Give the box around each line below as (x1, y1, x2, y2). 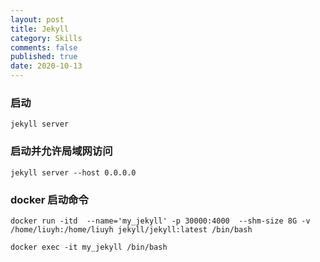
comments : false (10, 42, 78, 53)
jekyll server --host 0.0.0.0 (10, 167, 137, 178)
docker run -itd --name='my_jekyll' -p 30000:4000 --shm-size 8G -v (10, 216, 311, 226)
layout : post (10, 14, 65, 25)
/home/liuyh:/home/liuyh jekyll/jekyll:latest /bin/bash (10, 224, 253, 235)
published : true (10, 52, 78, 62)
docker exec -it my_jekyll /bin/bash (10, 242, 168, 252)
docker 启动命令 (10, 192, 89, 206)
